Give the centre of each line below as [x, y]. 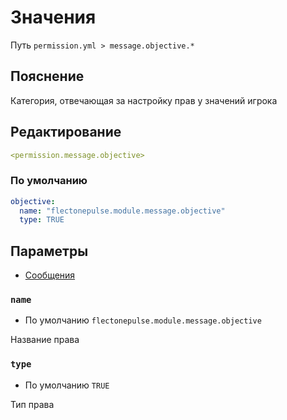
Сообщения [50, 275]
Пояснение [47, 76]
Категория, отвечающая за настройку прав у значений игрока [144, 100]
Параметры [49, 251]
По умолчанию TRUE [67, 385]
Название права [45, 340]
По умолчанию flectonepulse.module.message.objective [143, 320]
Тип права [32, 404]
